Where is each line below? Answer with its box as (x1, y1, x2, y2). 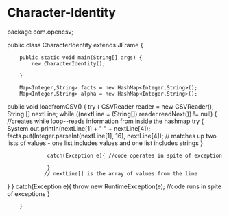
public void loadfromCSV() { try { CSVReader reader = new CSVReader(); (7, 102, 214, 111)
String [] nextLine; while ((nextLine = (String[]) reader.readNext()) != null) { (7, 109, 217, 118)
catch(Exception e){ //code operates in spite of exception (47, 152, 223, 159)
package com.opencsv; (7, 28, 74, 36)
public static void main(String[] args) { (19, 54, 143, 61)
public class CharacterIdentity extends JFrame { (7, 41, 143, 49)
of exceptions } (7, 189, 50, 197)
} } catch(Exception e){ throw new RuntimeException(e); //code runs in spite (7, 182, 221, 191)
